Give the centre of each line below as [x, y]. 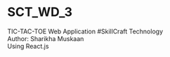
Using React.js [28, 46]
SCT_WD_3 [40, 12]
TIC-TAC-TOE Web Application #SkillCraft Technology [85, 31]
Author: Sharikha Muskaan [46, 38]
